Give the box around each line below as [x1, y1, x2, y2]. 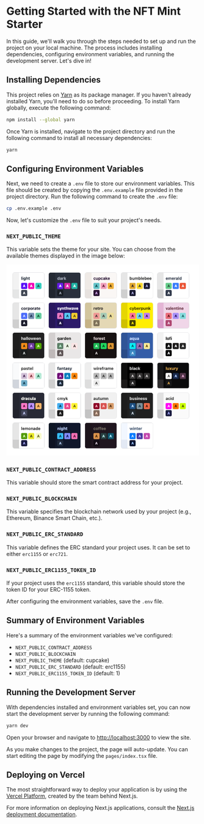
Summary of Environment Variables [6, 615, 145, 626]
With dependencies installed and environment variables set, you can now [6, 703, 191, 711]
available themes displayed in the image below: [6, 252, 125, 259]
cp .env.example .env [6, 206, 62, 212]
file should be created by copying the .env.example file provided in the [6, 187, 183, 194]
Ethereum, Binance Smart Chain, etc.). [6, 514, 103, 522]
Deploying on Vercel [6, 770, 86, 780]
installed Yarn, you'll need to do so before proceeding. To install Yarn [6, 97, 180, 105]
